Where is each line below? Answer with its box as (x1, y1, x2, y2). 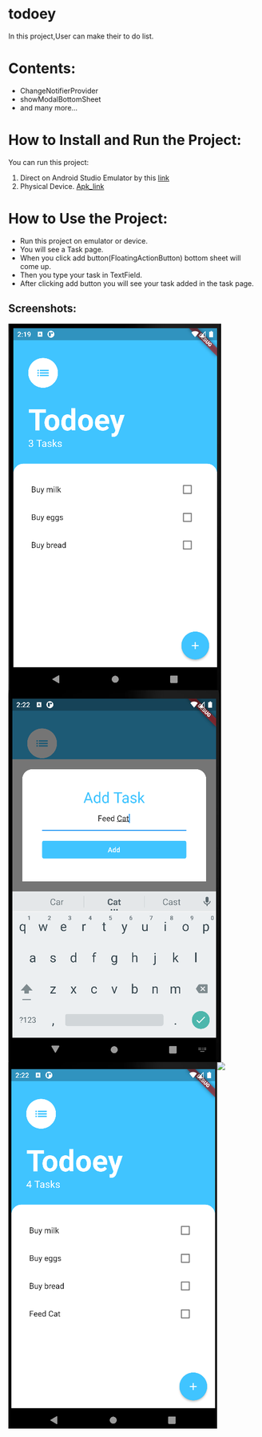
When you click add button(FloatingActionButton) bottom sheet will (19, 253, 241, 263)
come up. (19, 261, 52, 271)
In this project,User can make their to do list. (8, 31, 154, 41)
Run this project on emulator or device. (19, 235, 149, 245)
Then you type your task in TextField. (19, 270, 142, 280)
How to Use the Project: (8, 210, 168, 227)
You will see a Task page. (19, 244, 104, 254)
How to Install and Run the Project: (8, 131, 242, 149)
